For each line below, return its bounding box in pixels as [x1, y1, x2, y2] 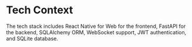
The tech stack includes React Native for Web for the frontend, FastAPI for [6, 23, 186, 30]
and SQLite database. [6, 35, 59, 42]
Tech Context [6, 3, 73, 17]
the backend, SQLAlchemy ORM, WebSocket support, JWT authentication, [6, 28, 187, 35]
